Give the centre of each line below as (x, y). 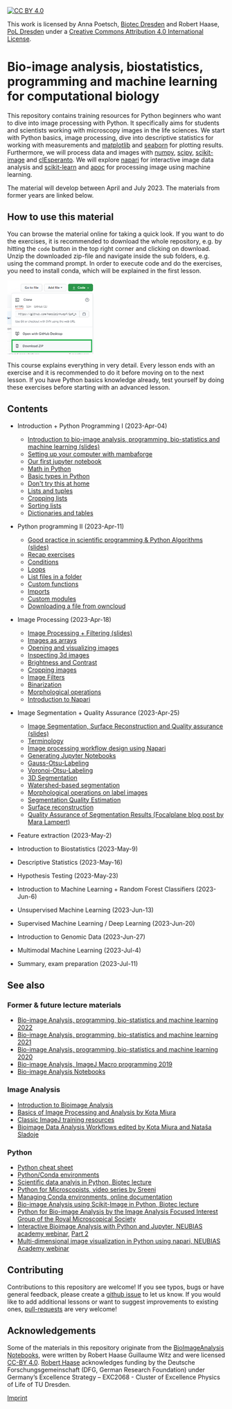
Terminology (45, 741)
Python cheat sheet (45, 1167)
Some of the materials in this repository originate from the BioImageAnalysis (116, 1347)
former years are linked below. (51, 195)
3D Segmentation (52, 777)
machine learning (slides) (64, 447)
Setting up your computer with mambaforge (90, 453)
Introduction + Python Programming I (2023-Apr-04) (92, 426)
